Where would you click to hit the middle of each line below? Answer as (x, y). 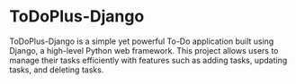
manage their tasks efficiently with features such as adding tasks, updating (148, 60)
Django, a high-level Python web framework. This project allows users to (144, 50)
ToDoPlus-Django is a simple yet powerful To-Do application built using (142, 41)
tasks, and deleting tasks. (57, 70)
